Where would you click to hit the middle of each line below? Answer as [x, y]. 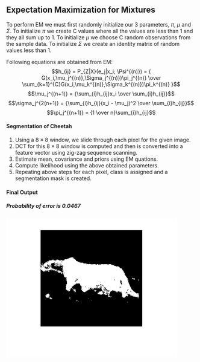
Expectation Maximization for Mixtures [81, 10]
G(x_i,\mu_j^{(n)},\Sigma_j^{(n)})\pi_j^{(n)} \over [101, 77]
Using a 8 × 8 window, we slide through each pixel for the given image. [103, 140]
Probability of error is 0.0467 [44, 206]
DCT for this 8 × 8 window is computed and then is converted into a [99, 146]
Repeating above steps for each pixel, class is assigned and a [91, 172]
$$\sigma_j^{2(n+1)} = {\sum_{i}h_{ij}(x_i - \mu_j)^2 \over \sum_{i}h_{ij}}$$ [101, 103]
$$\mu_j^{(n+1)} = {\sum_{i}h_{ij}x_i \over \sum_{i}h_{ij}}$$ [101, 94]
